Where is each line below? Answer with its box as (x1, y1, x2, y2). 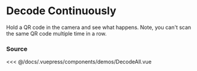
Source (6, 44, 28, 53)
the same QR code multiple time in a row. (6, 30, 107, 37)
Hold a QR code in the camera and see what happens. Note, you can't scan (6, 24, 192, 31)
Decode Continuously (6, 4, 116, 18)
